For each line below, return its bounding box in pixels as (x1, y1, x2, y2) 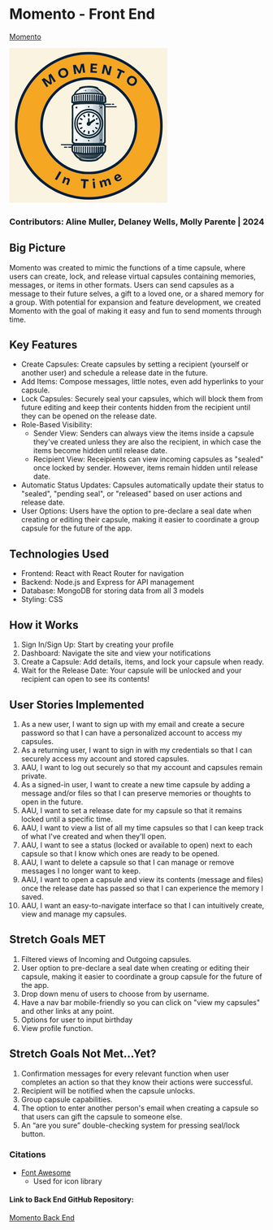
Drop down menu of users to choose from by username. (20, 989, 210, 998)
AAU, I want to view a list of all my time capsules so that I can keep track (20, 822, 264, 833)
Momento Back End (9, 1213, 76, 1223)
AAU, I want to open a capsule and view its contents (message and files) (20, 874, 264, 884)
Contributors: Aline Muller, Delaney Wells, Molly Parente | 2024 (9, 216, 265, 227)
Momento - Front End (9, 5, 155, 24)
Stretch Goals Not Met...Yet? (9, 1047, 157, 1061)
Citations (9, 1149, 46, 1160)
